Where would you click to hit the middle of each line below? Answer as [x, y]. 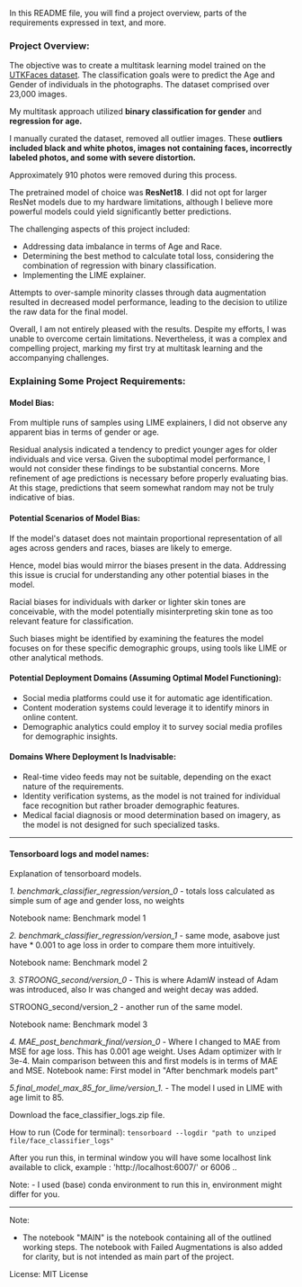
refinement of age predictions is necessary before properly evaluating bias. [149, 478]
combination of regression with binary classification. [120, 265]
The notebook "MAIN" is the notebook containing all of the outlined [147, 1237]
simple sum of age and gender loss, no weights [97, 901]
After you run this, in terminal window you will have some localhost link [140, 1158]
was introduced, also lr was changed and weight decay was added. [134, 990]
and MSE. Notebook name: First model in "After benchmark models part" [144, 1071]
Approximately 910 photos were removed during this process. [123, 175]
